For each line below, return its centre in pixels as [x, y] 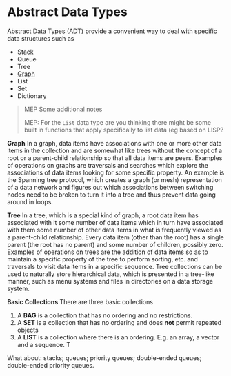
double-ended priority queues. [51, 365]
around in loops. [30, 201]
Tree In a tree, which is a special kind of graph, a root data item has [103, 215]
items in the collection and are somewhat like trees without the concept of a [115, 150]
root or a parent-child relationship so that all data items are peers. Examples [115, 158]
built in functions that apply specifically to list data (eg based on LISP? [124, 130]
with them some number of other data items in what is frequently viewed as [114, 230]
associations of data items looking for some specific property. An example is [116, 172]
